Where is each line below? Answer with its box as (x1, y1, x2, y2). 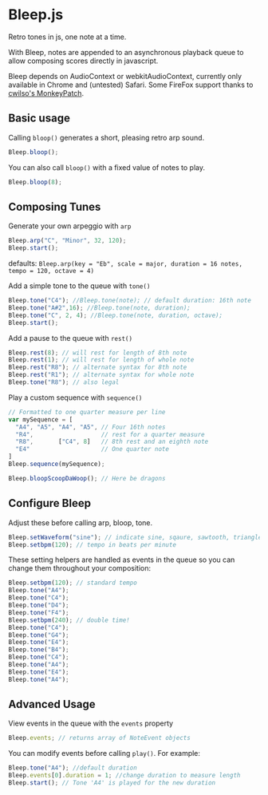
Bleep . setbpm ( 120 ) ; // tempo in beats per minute (8, 540, 177, 548)
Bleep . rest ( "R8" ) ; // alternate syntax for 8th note (8, 363, 187, 372)
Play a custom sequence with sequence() (8, 393, 143, 402)
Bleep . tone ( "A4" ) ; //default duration (8, 764, 137, 772)
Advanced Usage (8, 698, 96, 711)
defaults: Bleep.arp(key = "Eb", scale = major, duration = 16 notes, (8, 259, 243, 268)
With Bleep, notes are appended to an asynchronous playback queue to (8, 47, 244, 57)
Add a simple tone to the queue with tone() (8, 281, 151, 291)
